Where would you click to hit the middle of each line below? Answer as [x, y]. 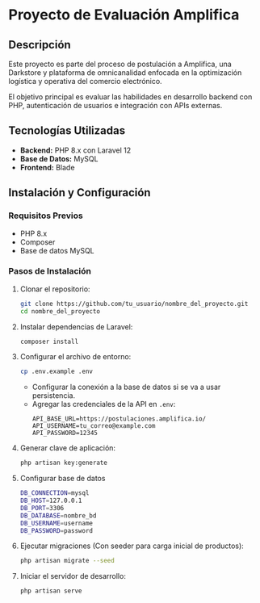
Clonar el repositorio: [55, 289]
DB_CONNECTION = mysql [55, 493]
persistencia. [53, 396]
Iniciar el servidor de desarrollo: [73, 576]
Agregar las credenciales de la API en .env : [104, 404]
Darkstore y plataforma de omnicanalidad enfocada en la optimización [125, 73]
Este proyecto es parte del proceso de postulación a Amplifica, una [120, 64]
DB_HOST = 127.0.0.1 [51, 501]
